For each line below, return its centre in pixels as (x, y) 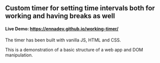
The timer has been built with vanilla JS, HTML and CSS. (63, 40)
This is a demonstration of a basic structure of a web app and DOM (74, 49)
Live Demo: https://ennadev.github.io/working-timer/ (62, 28)
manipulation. (19, 55)
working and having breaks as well (60, 16)
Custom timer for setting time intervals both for (80, 8)
